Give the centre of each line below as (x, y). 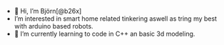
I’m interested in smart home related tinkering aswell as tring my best (116, 19)
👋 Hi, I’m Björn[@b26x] (48, 11)
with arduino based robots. (54, 26)
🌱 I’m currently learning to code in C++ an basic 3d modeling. (105, 34)
